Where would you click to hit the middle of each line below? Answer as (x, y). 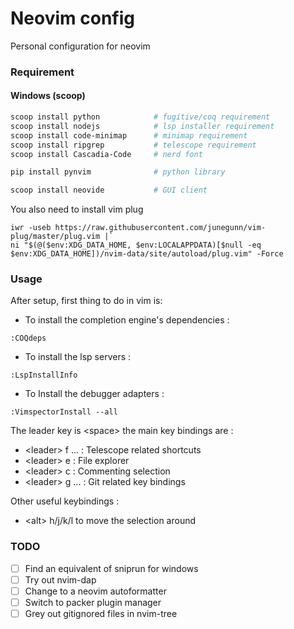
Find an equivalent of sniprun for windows (111, 568)
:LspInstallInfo (44, 375)
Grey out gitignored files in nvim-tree (101, 614)
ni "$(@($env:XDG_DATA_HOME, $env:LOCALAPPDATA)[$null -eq (136, 245)
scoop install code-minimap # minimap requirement (129, 135)
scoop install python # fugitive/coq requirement (140, 117)
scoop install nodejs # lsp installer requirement (142, 126)
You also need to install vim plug (77, 209)
